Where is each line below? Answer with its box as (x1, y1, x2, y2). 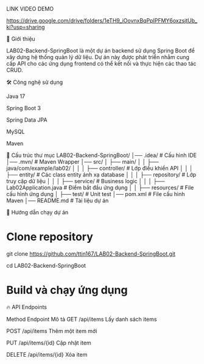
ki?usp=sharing (6, 24, 45, 30)
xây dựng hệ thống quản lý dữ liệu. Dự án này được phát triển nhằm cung (6, 54, 190, 60)
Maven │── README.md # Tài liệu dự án (6, 197, 109, 204)
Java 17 (6, 93, 26, 100)
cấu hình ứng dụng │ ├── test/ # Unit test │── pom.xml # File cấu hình (6, 191, 185, 197)
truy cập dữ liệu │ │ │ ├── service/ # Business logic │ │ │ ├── (6, 178, 165, 184)
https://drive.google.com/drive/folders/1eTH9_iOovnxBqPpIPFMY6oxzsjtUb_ (6, 17, 198, 24)
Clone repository (6, 230, 93, 244)
